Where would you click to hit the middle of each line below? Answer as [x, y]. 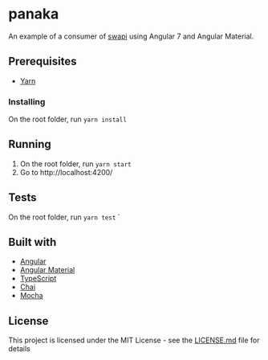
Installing [27, 101]
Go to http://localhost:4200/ [66, 172]
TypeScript [38, 279]
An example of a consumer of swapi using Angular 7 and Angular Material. [131, 36]
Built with [32, 242]
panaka [34, 14]
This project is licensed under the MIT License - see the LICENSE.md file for [134, 340]
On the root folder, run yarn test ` [64, 217]
